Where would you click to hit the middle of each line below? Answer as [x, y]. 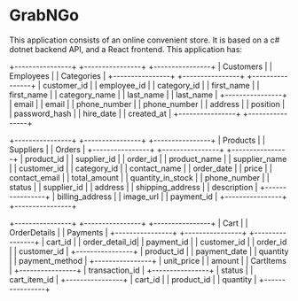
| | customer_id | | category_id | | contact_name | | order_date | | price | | [141, 168]
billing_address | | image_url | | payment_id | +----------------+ [173, 197]
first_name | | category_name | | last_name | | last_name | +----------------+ [149, 95]
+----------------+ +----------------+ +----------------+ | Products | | [137, 140]
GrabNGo [44, 15]
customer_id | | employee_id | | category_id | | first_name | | [151, 85]
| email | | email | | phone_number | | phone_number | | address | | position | [147, 104]
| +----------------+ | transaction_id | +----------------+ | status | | [131, 270]
